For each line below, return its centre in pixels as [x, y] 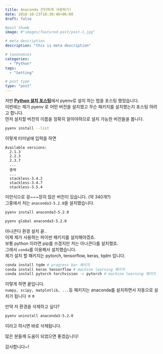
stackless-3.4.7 [26, 183]
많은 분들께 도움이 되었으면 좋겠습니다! [42, 336]
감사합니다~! [17, 347]
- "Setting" [22, 73]
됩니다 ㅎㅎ [25, 296]
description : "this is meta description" [48, 46]
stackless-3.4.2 [26, 178]
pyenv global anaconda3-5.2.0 [36, 221]
